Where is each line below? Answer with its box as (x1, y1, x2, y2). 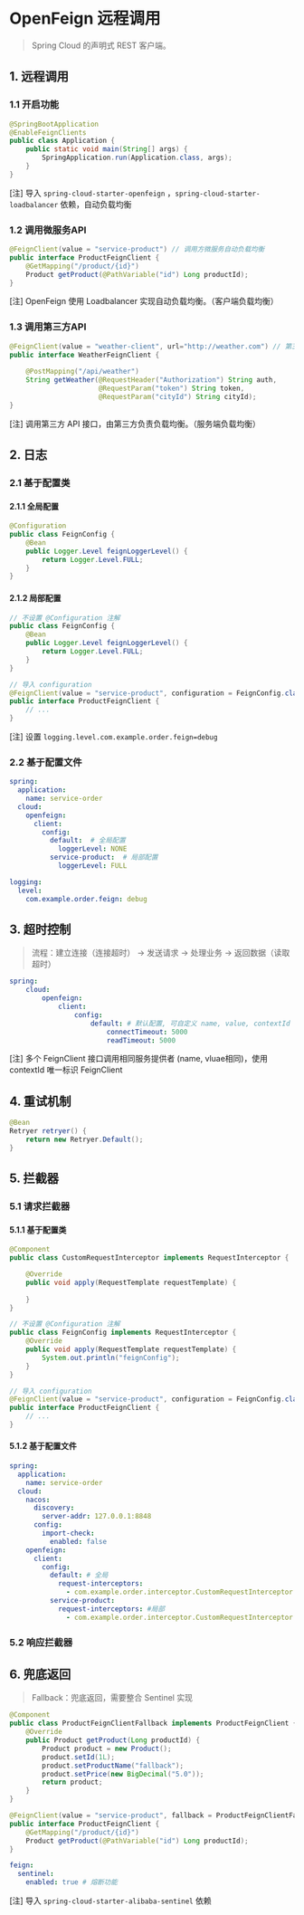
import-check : (42, 1529, 95, 1539)
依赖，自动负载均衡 (60, 198, 132, 209)
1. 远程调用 (9, 69, 70, 84)
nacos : (25, 1495, 51, 1504)
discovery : (33, 1503, 75, 1512)
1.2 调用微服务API (9, 224, 87, 236)
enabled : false (49, 1537, 107, 1546)
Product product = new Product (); (42, 1744, 172, 1753)
